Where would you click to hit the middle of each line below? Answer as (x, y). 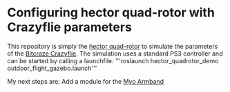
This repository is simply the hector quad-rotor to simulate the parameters (113, 46)
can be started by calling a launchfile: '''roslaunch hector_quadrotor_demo (113, 60)
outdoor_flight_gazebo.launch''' (52, 68)
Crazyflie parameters (70, 27)
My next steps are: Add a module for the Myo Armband (86, 81)
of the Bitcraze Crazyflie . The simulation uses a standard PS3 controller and (115, 54)
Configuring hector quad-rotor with (111, 13)
